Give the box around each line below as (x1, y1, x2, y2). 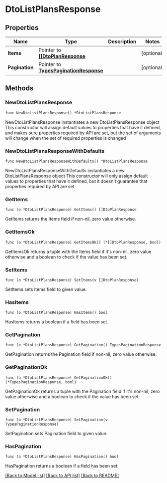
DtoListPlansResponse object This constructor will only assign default (5, 173, 148, 179)
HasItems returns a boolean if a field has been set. (5, 319, 108, 325)
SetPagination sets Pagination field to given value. (5, 431, 108, 437)
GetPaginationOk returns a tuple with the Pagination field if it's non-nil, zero (5, 388, 160, 394)
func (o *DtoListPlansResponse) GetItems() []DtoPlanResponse (5, 207, 137, 213)
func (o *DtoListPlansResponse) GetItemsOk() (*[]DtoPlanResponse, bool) (5, 240, 162, 245)
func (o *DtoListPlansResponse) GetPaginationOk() (5, 375, 112, 380)
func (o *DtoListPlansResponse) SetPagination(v (5, 418, 108, 423)
